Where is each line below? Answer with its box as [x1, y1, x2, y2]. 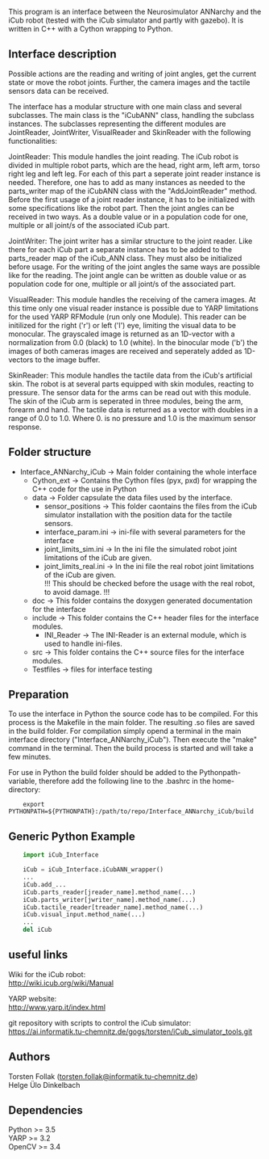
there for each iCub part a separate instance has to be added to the [8, 244, 232, 254]
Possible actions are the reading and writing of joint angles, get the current [8, 69, 257, 78]
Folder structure [8, 445, 92, 459]
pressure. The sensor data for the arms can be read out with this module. [8, 387, 251, 397]
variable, [8, 776, 38, 786]
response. [8, 422, 42, 432]
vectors [8, 355, 34, 365]
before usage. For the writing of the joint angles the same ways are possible [8, 262, 260, 272]
